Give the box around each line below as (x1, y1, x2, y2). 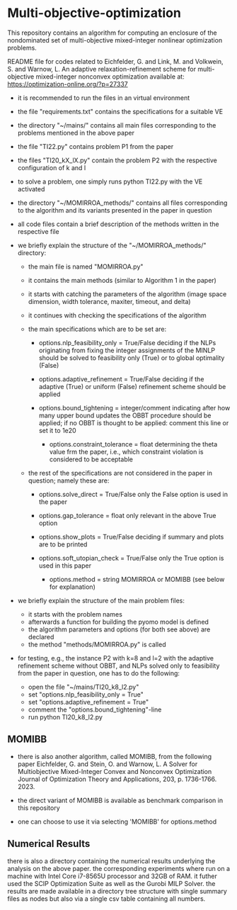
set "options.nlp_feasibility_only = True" (28, 690, 144, 699)
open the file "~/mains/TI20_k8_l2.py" (28, 682, 139, 691)
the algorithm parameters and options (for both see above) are (28, 625, 211, 634)
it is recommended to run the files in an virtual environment (17, 94, 190, 102)
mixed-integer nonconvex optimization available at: (35, 72, 185, 81)
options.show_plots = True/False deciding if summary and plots (38, 532, 224, 541)
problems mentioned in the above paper (17, 128, 134, 137)
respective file (17, 227, 59, 235)
